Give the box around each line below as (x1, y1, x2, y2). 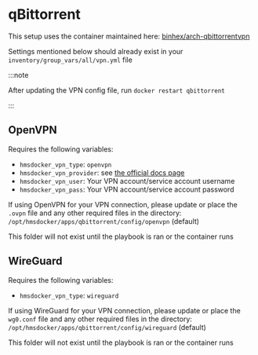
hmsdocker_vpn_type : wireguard (19, 291, 119, 300)
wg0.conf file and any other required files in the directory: (8, 314, 192, 324)
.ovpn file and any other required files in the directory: (8, 208, 182, 218)
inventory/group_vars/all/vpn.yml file (8, 55, 133, 64)
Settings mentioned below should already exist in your (8, 46, 184, 56)
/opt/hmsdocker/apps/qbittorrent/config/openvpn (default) (8, 216, 200, 225)
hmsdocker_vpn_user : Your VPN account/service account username (19, 176, 235, 185)
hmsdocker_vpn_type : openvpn (19, 159, 112, 169)
